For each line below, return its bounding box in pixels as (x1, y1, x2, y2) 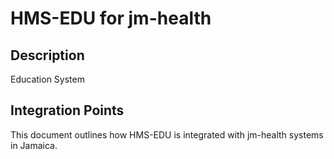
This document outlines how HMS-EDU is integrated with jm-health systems (10, 128, 324, 141)
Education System (10, 73, 85, 85)
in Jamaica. (10, 139, 58, 151)
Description (10, 47, 85, 64)
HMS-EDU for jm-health (10, 7, 212, 30)
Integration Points (10, 102, 125, 119)
